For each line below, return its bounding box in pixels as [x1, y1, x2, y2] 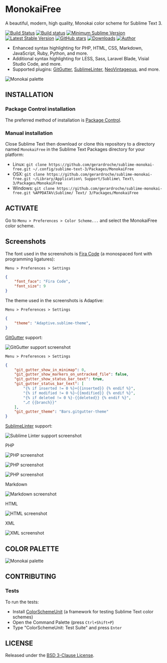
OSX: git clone [12, 171, 45, 177]
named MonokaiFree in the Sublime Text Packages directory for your [5, 146, 145, 152]
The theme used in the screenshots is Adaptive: [5, 298, 104, 304]
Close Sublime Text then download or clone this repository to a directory [5, 141, 155, 147]
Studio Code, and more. [12, 61, 62, 67]
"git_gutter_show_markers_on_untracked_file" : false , [14, 372, 129, 377]
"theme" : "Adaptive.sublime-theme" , [14, 320, 91, 326]
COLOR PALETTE [5, 545, 59, 553]
